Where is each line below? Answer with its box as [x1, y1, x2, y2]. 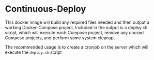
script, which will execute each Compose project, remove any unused [5, 30, 144, 35]
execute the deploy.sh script [5, 49, 62, 55]
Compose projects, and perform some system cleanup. [5, 35, 115, 41]
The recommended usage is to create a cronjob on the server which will [5, 44, 149, 50]
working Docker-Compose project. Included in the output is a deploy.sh [5, 24, 148, 30]
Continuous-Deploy [5, 3, 86, 15]
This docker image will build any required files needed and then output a [5, 19, 150, 25]
